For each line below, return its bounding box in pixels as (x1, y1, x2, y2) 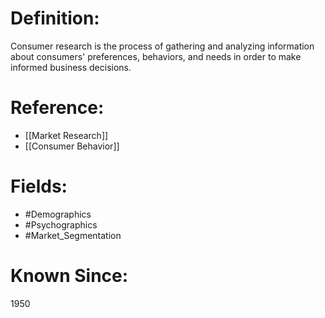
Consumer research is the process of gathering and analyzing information (10, 40, 315, 52)
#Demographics (24, 208, 92, 220)
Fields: (10, 175, 68, 198)
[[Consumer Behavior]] (24, 140, 120, 152)
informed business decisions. (10, 61, 132, 73)
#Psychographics (24, 218, 98, 231)
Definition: (10, 7, 100, 30)
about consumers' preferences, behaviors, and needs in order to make (10, 50, 302, 62)
